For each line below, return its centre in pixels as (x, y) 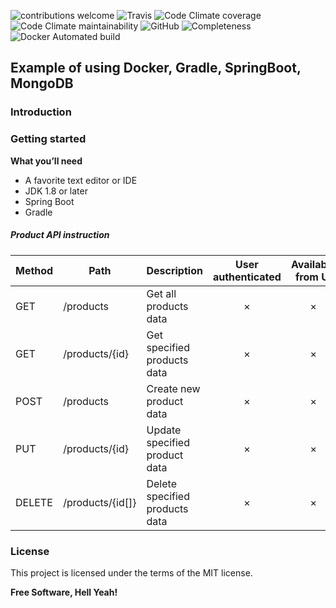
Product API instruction (60, 235)
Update (164, 430)
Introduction (41, 112)
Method (34, 270)
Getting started (48, 139)
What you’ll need (46, 161)
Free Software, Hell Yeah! (64, 592)
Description (174, 270)
